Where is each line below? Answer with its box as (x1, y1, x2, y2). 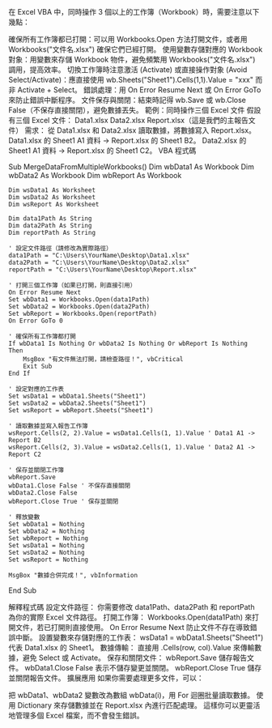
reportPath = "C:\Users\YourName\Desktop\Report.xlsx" (8, 266, 198, 274)
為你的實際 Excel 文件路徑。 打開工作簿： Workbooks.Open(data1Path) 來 (8, 612, 253, 622)
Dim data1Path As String (8, 215, 92, 223)
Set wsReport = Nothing (8, 556, 89, 564)
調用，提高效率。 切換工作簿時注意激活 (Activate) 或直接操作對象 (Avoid (8, 65, 248, 75)
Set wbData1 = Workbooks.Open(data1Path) (8, 296, 151, 304)
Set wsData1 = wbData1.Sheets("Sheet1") (8, 392, 147, 400)
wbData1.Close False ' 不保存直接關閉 (8, 482, 131, 490)
